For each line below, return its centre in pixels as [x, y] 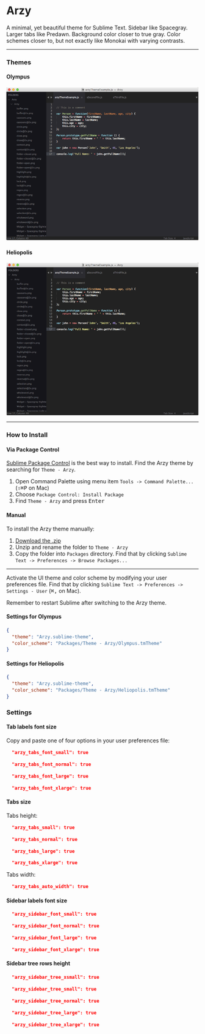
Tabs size [19, 802]
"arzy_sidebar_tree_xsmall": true [56, 978]
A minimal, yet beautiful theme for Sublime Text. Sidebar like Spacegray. [97, 28]
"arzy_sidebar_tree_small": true [54, 989]
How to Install [27, 435]
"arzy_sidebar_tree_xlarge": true [56, 1025]
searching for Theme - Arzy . [41, 470]
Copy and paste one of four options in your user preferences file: [88, 741]
